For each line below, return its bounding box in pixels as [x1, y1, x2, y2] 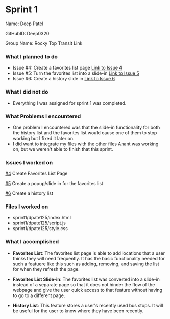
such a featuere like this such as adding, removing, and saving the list [12, 261, 159, 267]
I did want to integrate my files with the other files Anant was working [12, 141, 159, 147]
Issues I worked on [5, 158, 53, 166]
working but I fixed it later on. [12, 135, 75, 141]
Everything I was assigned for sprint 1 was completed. [12, 100, 127, 106]
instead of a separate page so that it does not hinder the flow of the [12, 281, 155, 287]
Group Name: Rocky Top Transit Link [5, 40, 83, 47]
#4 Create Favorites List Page [5, 170, 68, 177]
